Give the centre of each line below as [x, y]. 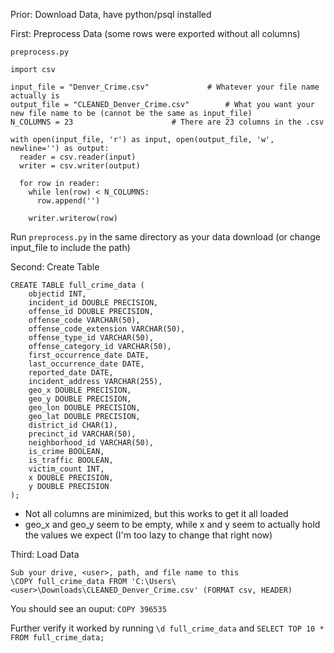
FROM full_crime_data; [57, 638]
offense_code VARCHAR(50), [84, 320]
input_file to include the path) [70, 247]
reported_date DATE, [71, 373]
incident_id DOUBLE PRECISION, [93, 303]
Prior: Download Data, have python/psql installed [111, 14]
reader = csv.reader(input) [78, 157]
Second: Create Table [55, 267]
